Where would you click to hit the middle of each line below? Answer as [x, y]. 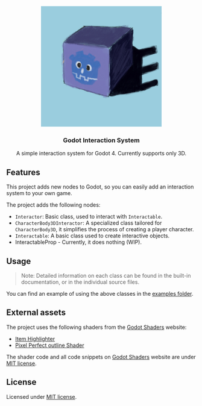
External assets [36, 313]
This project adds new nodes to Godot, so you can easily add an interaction [100, 187]
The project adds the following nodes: [53, 205]
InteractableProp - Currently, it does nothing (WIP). [78, 242]
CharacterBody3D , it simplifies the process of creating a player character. [104, 230]
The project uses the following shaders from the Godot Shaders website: [96, 327]
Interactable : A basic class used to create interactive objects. [92, 236]
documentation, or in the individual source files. [80, 282]
